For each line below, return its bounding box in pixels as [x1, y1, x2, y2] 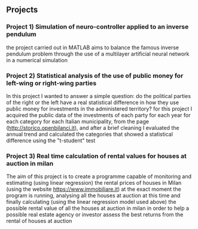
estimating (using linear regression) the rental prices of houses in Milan [6, 179, 182, 187]
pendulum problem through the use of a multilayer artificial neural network [6, 50, 190, 57]
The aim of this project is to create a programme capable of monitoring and [6, 173, 192, 180]
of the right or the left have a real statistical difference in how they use [6, 99, 179, 106]
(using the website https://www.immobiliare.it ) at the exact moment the [6, 185, 181, 193]
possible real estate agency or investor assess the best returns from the [6, 211, 184, 218]
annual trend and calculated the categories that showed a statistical [6, 130, 173, 138]
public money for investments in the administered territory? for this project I [6, 105, 193, 112]
